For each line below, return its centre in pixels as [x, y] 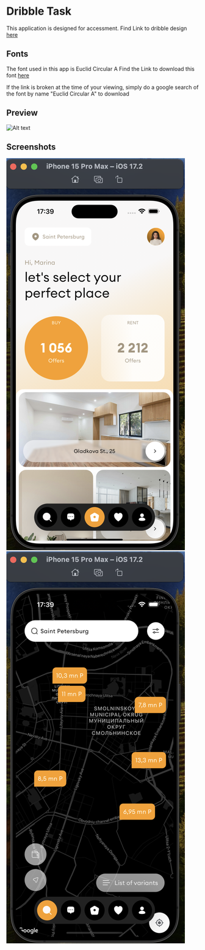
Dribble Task [39, 11]
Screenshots [31, 147]
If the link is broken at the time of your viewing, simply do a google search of [103, 87]
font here [18, 75]
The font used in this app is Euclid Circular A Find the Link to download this [101, 69]
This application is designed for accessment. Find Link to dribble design [97, 28]
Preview [22, 113]
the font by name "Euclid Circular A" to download [68, 94]
